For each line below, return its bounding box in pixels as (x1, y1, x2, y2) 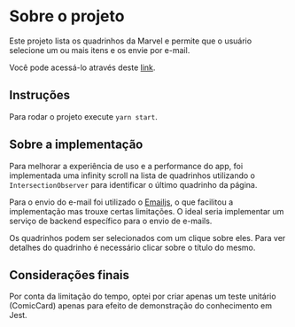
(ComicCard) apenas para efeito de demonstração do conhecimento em (9, 300, 273, 311)
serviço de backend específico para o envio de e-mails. (9, 215, 213, 226)
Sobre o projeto (9, 6, 125, 27)
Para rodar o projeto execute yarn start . (9, 111, 158, 121)
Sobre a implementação (9, 137, 144, 152)
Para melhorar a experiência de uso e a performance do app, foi (9, 160, 244, 171)
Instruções (9, 88, 71, 103)
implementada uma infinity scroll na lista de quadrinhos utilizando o (9, 170, 255, 181)
